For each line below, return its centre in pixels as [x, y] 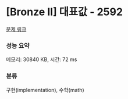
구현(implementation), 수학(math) [45, 90]
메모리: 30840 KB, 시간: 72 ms [42, 59]
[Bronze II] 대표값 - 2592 [65, 12]
